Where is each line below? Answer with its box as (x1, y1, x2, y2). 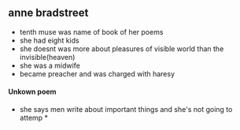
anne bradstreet (8, 6, 89, 20)
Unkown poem (8, 87, 57, 97)
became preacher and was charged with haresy (19, 69, 175, 78)
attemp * (19, 113, 49, 123)
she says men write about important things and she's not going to (19, 105, 233, 114)
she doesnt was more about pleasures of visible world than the (19, 43, 224, 54)
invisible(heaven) (19, 52, 76, 61)
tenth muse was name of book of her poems (19, 27, 164, 36)
